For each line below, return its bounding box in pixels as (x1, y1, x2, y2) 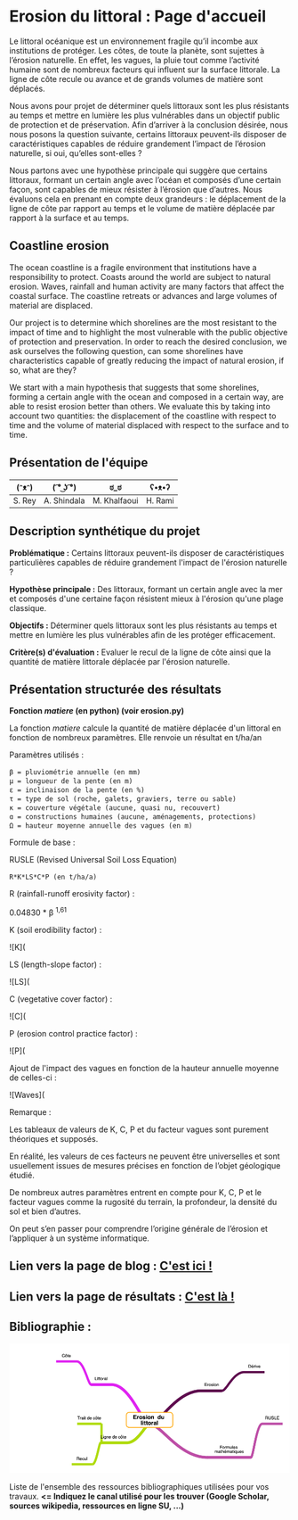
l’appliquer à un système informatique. (9, 1233, 149, 1243)
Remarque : (9, 1107, 52, 1118)
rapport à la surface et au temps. (9, 212, 130, 223)
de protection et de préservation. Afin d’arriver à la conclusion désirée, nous (9, 119, 289, 130)
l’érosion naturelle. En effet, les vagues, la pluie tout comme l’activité (9, 54, 260, 65)
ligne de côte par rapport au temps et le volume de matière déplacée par (9, 202, 276, 213)
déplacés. (9, 83, 46, 94)
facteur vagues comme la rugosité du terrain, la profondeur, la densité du (9, 1197, 278, 1208)
